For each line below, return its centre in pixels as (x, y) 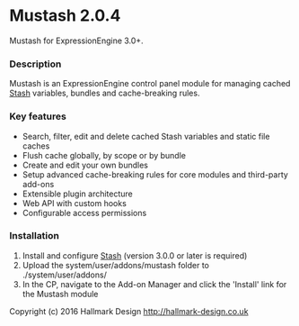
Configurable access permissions (84, 213)
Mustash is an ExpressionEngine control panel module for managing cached (150, 84)
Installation (35, 236)
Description (35, 64)
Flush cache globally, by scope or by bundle (104, 155)
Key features (38, 116)
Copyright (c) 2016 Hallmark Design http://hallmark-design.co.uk (129, 311)
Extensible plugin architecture (77, 194)
